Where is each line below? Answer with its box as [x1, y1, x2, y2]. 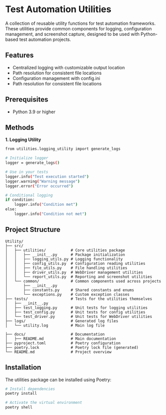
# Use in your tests [5, 169, 49, 174]
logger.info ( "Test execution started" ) [5, 174, 89, 179]
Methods [5, 123, 34, 132]
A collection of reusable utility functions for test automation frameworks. [5, 20, 156, 26]
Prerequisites [5, 95, 48, 104]
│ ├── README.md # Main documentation [5, 336, 116, 341]
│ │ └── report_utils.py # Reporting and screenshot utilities [5, 274, 152, 279]
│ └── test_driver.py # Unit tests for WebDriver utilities [5, 314, 152, 319]
